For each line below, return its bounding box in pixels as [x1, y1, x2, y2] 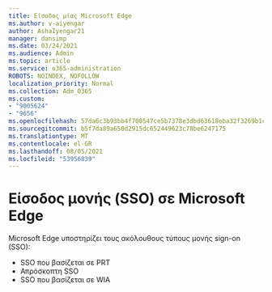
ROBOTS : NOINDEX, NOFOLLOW [8, 72, 100, 80]
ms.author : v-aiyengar [8, 19, 85, 28]
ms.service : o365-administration [8, 65, 121, 73]
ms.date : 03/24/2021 [8, 42, 79, 50]
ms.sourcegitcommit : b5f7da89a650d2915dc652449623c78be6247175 [8, 125, 227, 133]
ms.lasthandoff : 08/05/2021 [8, 147, 104, 155]
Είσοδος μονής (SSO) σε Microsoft [8, 189, 245, 208]
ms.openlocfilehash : [8, 117, 79, 125]
